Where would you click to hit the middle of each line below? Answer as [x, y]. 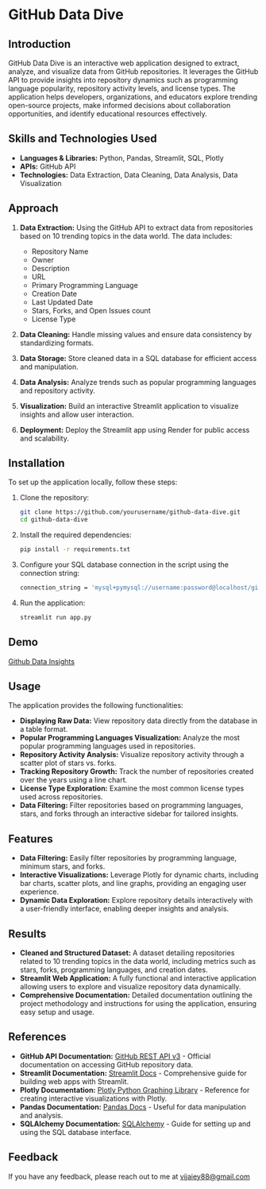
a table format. [44, 729]
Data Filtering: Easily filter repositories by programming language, [128, 858]
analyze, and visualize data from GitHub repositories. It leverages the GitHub [133, 72]
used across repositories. [61, 797]
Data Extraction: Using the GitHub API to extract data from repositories [136, 227]
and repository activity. [57, 391]
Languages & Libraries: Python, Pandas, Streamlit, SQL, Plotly [121, 157]
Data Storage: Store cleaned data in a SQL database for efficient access [138, 358]
